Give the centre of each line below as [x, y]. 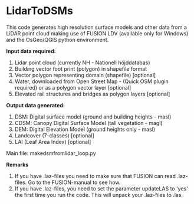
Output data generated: [35, 105]
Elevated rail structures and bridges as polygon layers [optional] [92, 94]
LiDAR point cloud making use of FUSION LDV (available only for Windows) [97, 33]
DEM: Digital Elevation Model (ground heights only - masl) [85, 129]
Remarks [17, 164]
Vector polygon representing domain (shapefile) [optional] [85, 75]
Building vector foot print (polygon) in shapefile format [81, 68]
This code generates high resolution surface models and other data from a [97, 27]
